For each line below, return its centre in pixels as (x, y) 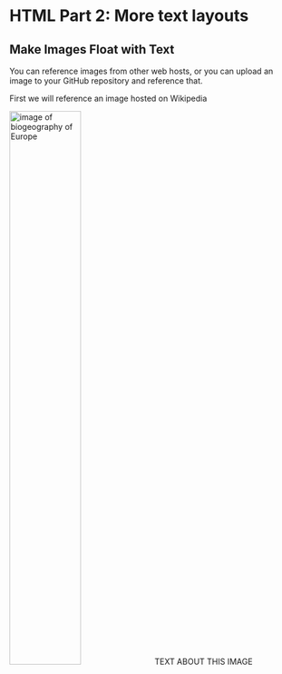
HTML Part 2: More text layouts (129, 16)
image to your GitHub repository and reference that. (106, 81)
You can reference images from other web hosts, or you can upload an (141, 71)
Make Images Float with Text (92, 50)
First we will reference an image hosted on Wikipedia (108, 98)
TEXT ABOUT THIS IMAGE (203, 661)
